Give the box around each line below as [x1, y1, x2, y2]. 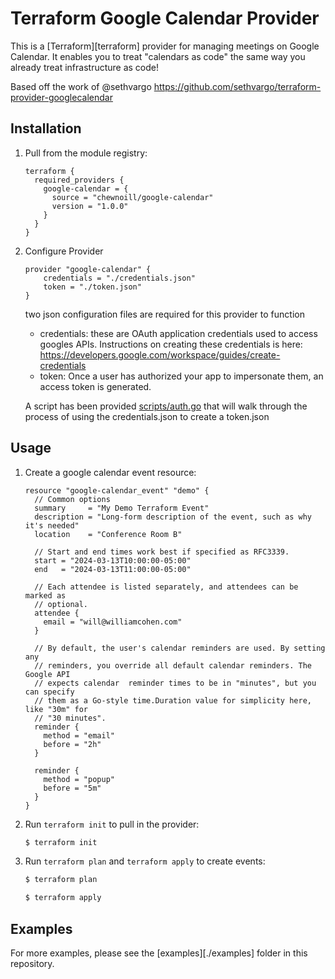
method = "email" [43, 730, 115, 741]
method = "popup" [43, 774, 115, 784]
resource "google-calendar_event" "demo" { [24, 485, 210, 496]
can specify [24, 687, 75, 697]
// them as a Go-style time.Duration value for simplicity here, [34, 695, 312, 706]
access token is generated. [39, 380, 152, 392]
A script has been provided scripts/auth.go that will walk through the [24, 400, 308, 412]
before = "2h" [43, 739, 102, 749]
